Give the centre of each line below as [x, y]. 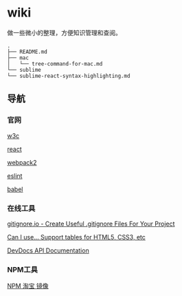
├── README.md [27, 52]
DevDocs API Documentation [48, 250]
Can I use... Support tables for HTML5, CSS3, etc [77, 237]
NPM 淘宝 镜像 [28, 286]
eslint [15, 176]
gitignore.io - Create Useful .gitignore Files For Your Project [91, 224]
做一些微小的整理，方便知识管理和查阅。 [64, 32]
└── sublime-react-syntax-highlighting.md [69, 76]
